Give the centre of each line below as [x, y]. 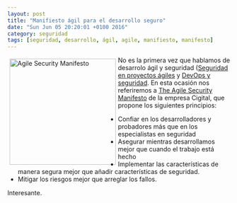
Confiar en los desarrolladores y [164, 119]
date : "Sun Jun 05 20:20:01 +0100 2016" [68, 27]
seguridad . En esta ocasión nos [164, 83]
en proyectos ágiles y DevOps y [164, 76]
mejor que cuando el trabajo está [166, 149]
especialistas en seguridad [157, 134]
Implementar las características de [168, 164]
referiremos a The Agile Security [165, 91]
